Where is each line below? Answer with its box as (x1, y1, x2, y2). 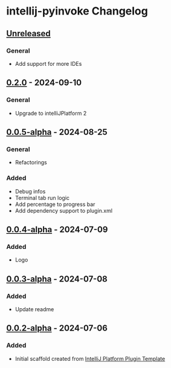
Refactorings (15, 159, 47, 166)
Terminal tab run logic (15, 194, 70, 201)
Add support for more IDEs (15, 60, 82, 67)
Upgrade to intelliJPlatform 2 (15, 109, 87, 117)
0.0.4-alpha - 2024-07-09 (6, 224, 108, 234)
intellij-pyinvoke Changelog (6, 4, 148, 18)
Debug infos (15, 187, 46, 195)
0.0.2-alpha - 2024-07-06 (6, 323, 108, 334)
